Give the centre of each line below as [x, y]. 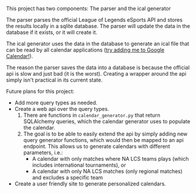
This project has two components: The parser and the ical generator [89, 9]
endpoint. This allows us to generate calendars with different [97, 146]
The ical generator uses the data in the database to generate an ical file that [98, 44]
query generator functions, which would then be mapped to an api [103, 140]
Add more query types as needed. [56, 103]
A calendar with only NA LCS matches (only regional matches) [107, 171]
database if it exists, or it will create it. [52, 32]
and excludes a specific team [67, 177]
